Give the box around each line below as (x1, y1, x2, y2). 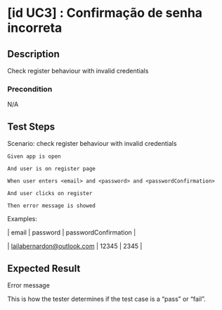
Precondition (7, 84, 53, 94)
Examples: (7, 215, 37, 223)
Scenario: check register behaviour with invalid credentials (7, 139, 177, 148)
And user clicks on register (7, 190, 93, 197)
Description (7, 48, 60, 60)
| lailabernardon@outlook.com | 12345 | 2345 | (7, 242, 143, 251)
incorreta (7, 20, 63, 36)
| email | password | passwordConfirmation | (7, 228, 136, 237)
